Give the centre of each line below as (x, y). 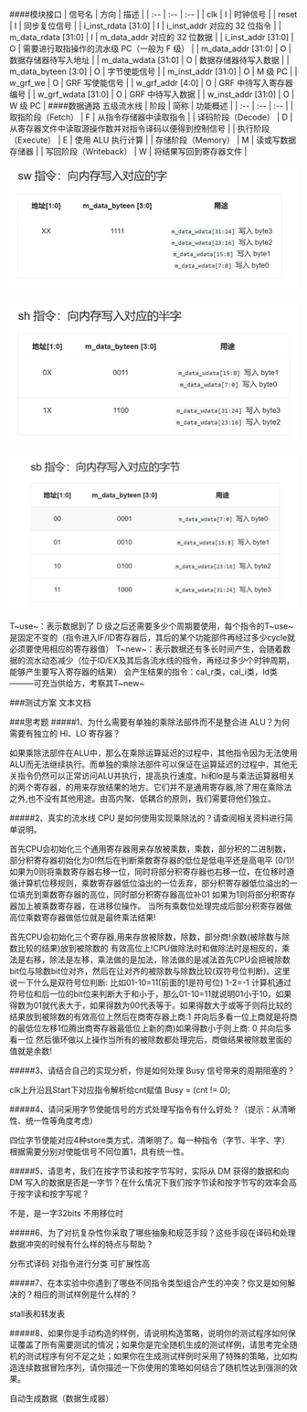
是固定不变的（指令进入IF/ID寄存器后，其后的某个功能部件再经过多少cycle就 (152, 638)
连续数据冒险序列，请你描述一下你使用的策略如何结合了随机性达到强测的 (153, 1368)
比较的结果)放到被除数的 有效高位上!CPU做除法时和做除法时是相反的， (149, 949)
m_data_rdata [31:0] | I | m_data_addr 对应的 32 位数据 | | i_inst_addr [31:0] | (152, 37)
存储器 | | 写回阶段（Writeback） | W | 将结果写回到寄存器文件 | (128, 151)
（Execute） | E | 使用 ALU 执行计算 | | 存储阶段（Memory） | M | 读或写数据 (153, 140)
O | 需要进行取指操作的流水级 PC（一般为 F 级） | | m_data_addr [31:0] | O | (151, 48)
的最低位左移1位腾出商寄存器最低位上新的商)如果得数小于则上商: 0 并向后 (147, 1028)
